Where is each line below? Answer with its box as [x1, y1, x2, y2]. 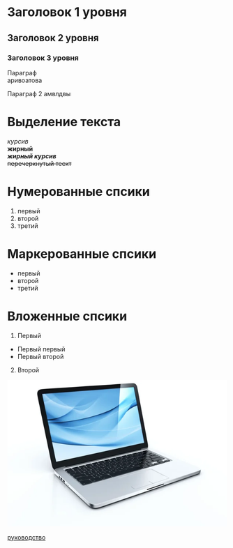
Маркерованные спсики [7, 245, 157, 261]
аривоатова [7, 76, 43, 84]
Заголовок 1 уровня [7, 4, 127, 20]
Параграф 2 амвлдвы [7, 89, 71, 98]
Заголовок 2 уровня [7, 32, 99, 44]
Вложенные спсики [7, 308, 128, 324]
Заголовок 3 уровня [7, 53, 79, 63]
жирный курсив [7, 151, 57, 160]
